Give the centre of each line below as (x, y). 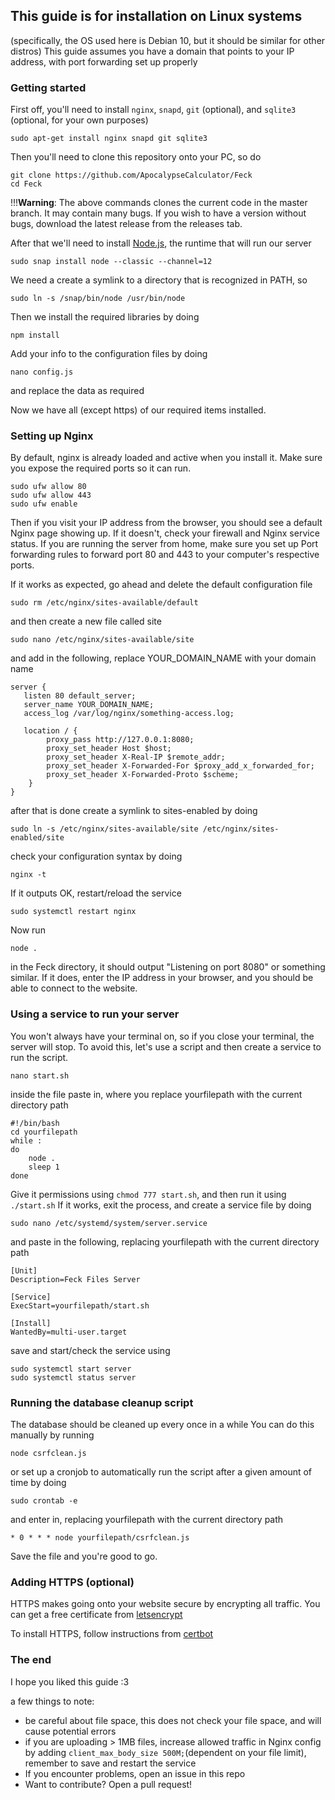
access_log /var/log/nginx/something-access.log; (129, 714)
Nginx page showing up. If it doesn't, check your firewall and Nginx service (165, 533)
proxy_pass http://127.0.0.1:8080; (120, 740)
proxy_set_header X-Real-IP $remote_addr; (136, 757)
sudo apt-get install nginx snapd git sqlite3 (109, 139)
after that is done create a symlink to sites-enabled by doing (134, 811)
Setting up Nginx (52, 436)
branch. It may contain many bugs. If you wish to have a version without (158, 213)
